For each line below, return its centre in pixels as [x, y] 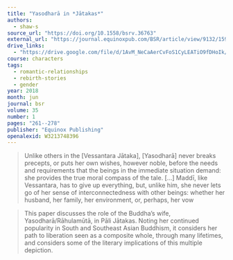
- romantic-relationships [51, 71]
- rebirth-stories [40, 78]
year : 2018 [23, 91]
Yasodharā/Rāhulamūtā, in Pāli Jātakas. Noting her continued [112, 221]
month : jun [23, 98]
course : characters [35, 59]
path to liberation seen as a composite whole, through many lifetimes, [123, 236]
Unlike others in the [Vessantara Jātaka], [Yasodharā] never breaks [120, 156]
